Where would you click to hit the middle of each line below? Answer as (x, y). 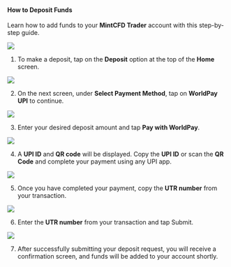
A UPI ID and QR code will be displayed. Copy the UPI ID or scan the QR (120, 154)
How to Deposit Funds (40, 10)
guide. (30, 33)
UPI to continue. (40, 101)
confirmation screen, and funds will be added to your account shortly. (118, 257)
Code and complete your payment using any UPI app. (95, 161)
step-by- (211, 25)
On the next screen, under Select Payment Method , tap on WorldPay (117, 94)
